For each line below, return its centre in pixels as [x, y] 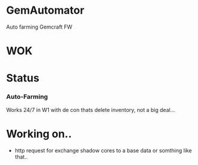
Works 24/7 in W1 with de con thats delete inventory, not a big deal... [91, 110]
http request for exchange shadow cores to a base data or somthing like [103, 150]
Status [23, 78]
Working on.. [39, 134]
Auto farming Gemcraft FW [39, 27]
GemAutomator [45, 10]
